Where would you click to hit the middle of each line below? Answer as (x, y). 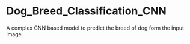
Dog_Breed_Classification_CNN (86, 11)
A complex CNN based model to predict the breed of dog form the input (95, 28)
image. (15, 34)
